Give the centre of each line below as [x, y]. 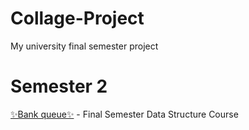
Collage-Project [77, 18]
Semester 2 [59, 86]
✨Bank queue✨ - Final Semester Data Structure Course [124, 114]
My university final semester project [84, 46]
